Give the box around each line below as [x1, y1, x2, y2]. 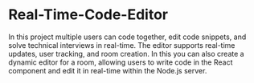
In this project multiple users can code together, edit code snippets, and [8, 32, 247, 41]
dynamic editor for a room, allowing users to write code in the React [8, 57, 233, 67]
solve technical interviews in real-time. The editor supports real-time [8, 40, 236, 49]
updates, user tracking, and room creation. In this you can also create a [8, 49, 244, 58]
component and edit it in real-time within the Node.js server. [8, 65, 207, 75]
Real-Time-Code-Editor [8, 6, 169, 24]
